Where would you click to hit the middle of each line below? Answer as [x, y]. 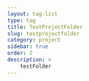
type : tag [22, 20]
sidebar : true [28, 46]
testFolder [36, 66]
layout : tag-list [33, 14]
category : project [34, 40]
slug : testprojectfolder [43, 33]
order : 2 [20, 54]
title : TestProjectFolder [45, 27]
